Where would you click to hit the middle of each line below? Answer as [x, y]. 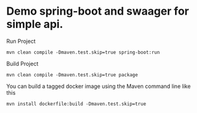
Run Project [21, 41]
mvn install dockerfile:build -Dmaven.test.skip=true [76, 104]
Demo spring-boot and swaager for [98, 11]
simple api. [35, 24]
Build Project [22, 64]
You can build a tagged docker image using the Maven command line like [98, 86]
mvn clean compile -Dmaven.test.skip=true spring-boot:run [83, 52]
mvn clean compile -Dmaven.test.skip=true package [72, 75]
